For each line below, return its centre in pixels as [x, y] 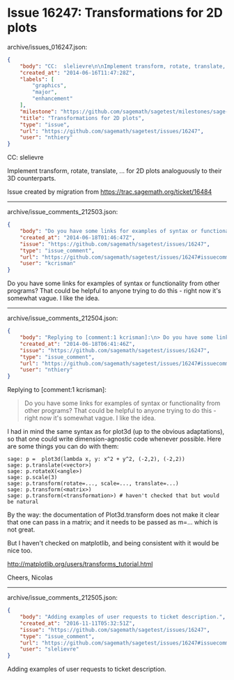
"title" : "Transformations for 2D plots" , [82, 118]
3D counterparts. [32, 179]
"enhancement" [53, 99]
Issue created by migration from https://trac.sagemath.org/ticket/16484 [110, 192]
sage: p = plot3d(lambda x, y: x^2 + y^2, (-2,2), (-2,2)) [96, 459]
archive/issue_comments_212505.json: [63, 598]
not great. [21, 530]
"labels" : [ [37, 79]
